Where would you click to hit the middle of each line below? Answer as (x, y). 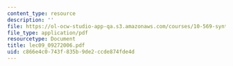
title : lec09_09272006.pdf (46, 45)
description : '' (31, 20)
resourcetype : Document (42, 39)
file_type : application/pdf (48, 33)
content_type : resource (42, 13)
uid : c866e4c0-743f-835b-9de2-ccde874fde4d (71, 52)
